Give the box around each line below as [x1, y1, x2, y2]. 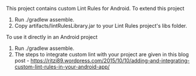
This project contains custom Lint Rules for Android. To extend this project [6, 5, 185, 12]
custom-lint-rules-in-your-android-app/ [14, 63, 110, 70]
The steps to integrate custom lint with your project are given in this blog [14, 51, 189, 57]
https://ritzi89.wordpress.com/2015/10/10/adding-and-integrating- [30, 57, 190, 64]
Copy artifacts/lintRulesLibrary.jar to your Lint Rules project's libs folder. [14, 23, 188, 29]
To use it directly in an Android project [6, 34, 98, 40]
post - [14, 57, 30, 64]
